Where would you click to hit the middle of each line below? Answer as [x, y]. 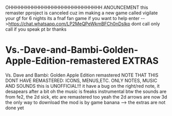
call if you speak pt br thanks [36, 29]
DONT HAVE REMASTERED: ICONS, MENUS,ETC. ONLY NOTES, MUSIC [81, 80]
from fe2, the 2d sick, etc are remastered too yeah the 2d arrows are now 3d [86, 96]
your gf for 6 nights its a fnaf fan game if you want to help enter [72, 18]
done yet [15, 108]
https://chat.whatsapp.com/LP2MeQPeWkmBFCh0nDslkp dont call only [84, 24]
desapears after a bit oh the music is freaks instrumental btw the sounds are [86, 91]
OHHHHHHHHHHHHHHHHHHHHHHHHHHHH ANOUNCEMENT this [77, 7]
